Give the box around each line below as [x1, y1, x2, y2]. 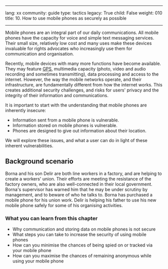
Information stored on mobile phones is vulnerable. [12, 122, 117, 128]
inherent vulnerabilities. [5, 143, 53, 148]
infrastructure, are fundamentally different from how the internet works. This [5, 82, 162, 87]
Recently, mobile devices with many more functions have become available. [5, 60, 161, 66]
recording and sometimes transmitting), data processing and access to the [5, 71, 159, 77]
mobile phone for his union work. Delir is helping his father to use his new [5, 197, 156, 203]
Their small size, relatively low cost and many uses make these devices [5, 40, 152, 46]
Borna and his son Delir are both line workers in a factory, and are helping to [5, 170, 162, 176]
